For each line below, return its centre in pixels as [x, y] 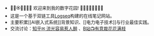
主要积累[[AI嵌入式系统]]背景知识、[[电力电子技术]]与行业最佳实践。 [81, 22]
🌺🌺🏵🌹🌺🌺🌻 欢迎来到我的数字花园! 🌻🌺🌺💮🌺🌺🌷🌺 [57, 8]
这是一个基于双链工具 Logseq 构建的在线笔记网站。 [62, 16]
